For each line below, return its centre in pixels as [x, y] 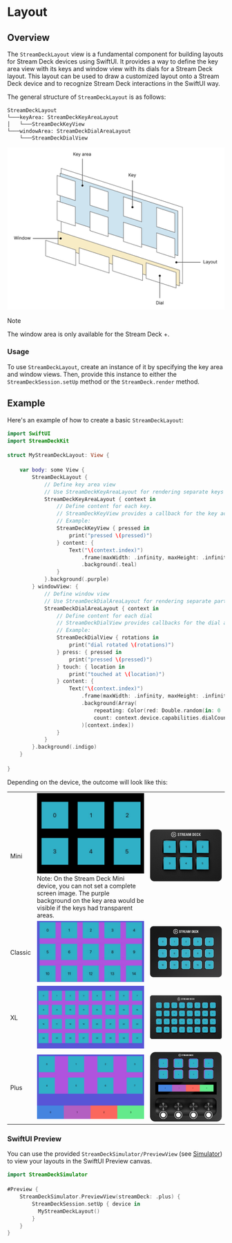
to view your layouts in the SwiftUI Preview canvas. [80, 1161]
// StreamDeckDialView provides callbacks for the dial [138, 623]
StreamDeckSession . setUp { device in [86, 1204]
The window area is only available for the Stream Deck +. [88, 334]
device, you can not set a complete [87, 886]
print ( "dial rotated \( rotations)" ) [122, 645]
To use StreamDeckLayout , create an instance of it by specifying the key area [115, 366]
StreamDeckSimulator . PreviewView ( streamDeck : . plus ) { [100, 1197]
